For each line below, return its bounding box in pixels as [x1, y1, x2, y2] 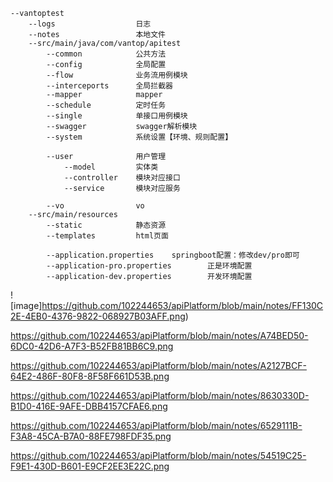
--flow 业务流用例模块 [46, 70, 188, 80]
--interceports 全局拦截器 [46, 81, 173, 91]
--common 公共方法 [46, 49, 167, 59]
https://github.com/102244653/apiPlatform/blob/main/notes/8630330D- [10, 390, 310, 401]
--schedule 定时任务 [46, 100, 167, 110]
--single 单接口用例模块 [46, 111, 188, 121]
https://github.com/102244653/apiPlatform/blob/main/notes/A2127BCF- [10, 360, 307, 371]
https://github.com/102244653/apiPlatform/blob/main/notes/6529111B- [10, 420, 303, 431]
